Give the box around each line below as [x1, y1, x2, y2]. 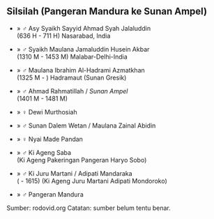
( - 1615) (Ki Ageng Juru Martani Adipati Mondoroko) [16, 176, 168, 185]
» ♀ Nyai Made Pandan [16, 135, 83, 143]
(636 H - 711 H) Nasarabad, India [16, 31, 111, 40]
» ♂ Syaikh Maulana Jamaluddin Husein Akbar [16, 45, 150, 53]
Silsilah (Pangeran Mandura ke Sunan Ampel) [6, 6, 207, 17]
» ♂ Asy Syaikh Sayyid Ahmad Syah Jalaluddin [16, 24, 151, 32]
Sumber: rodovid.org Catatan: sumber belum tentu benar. [6, 204, 171, 212]
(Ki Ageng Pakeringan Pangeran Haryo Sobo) [16, 156, 147, 164]
